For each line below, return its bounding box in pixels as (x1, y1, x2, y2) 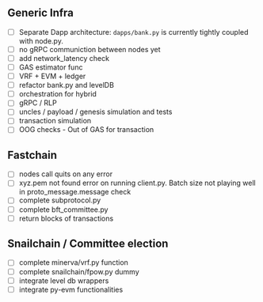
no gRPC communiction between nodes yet (18, 44, 161, 54)
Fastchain (7, 148, 57, 161)
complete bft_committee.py (18, 205, 109, 214)
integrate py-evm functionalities (18, 285, 124, 294)
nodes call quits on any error (18, 169, 112, 179)
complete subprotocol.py (18, 195, 101, 205)
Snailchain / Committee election (7, 237, 169, 251)
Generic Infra (7, 6, 74, 20)
